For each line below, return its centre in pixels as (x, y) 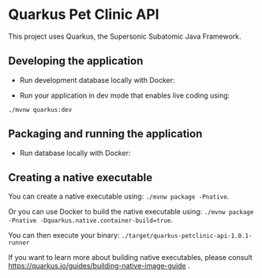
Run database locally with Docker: (75, 153)
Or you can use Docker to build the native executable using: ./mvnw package (131, 212)
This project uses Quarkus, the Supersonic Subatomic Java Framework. (125, 36)
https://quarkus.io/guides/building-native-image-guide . (99, 266)
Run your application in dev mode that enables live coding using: (125, 95)
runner (19, 243)
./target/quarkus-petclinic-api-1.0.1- (187, 236)
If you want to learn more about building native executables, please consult (130, 258)
